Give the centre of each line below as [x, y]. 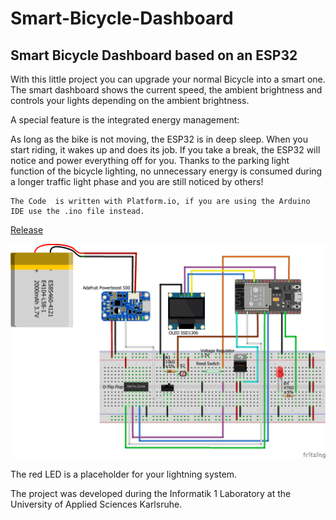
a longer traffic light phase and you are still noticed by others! [137, 181]
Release [27, 230]
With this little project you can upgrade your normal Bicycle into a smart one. [168, 79]
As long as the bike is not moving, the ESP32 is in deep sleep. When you [159, 139]
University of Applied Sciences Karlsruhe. [96, 504]
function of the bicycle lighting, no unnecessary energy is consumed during [166, 171]
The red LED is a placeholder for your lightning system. [124, 474]
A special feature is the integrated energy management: [125, 120]
